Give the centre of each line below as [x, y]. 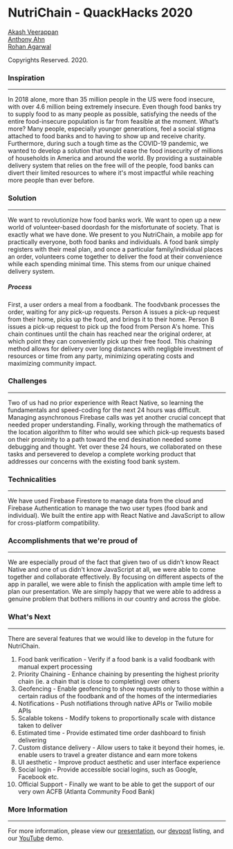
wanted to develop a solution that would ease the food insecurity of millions [115, 151]
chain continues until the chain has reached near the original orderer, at [110, 334]
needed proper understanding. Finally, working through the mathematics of [115, 424]
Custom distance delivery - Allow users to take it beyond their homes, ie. [121, 747]
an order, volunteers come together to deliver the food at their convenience [115, 256]
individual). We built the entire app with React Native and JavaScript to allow [116, 516]
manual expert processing [55, 666]
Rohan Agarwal [29, 46]
